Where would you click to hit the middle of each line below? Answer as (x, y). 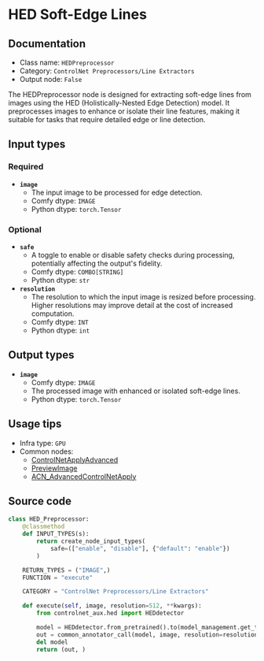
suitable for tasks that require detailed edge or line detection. (107, 119)
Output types (41, 355)
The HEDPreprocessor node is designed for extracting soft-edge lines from (130, 95)
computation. (53, 314)
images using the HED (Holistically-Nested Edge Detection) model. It (119, 103)
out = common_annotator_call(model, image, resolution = (130, 635)
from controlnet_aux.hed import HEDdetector (110, 613)
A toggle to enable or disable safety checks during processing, (133, 254)
